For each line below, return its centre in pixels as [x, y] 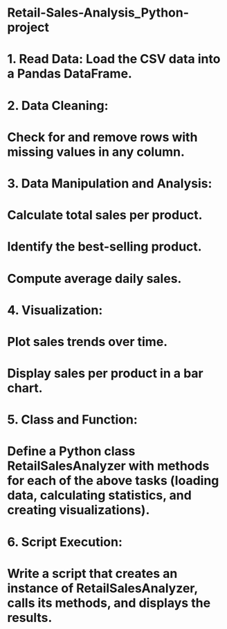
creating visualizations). [79, 510]
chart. [25, 388]
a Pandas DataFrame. [70, 74]
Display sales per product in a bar [105, 373]
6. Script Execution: [65, 542]
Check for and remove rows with [102, 137]
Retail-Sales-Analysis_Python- [98, 13]
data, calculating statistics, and [99, 495]
